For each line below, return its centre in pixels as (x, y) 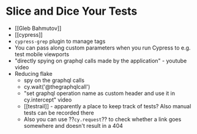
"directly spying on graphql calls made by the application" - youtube (101, 61)
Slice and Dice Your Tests (72, 11)
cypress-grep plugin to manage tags (60, 41)
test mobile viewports (42, 54)
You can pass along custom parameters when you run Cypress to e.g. (102, 48)
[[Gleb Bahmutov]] (38, 28)
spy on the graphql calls (54, 80)
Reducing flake (33, 73)
